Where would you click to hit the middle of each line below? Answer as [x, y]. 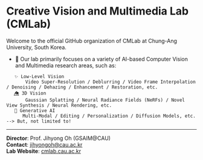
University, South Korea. [36, 47]
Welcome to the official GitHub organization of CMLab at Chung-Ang [92, 41]
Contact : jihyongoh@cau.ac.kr [44, 144]
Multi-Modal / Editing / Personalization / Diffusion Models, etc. [109, 116]
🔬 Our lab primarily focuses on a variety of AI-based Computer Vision [101, 59]
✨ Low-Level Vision [39, 76]
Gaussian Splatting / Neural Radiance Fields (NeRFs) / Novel [105, 100]
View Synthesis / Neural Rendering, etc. [59, 105]
